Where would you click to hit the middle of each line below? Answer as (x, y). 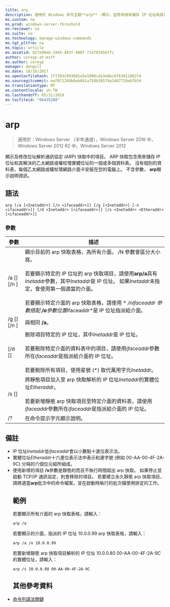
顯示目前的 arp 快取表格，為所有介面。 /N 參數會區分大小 (93, 252)
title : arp (17, 10)
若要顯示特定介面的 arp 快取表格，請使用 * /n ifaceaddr (90, 303)
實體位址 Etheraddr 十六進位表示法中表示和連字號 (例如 (69, 458)
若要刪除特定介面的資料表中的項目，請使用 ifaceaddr (87, 348)
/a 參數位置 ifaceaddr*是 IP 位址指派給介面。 (94, 310)
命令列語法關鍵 (28, 599)
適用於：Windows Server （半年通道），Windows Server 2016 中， (87, 140)
